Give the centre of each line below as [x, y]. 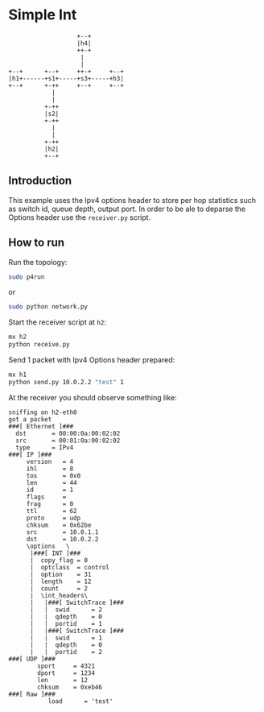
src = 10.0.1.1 [62, 532]
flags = [46, 497]
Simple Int [43, 15]
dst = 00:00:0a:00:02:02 [68, 433]
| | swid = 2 [66, 610]
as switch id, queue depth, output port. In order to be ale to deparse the [127, 209]
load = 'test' [80, 701]
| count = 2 [59, 588]
